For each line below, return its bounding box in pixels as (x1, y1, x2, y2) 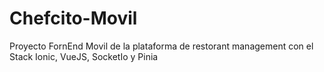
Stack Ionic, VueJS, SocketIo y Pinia (9, 50, 159, 62)
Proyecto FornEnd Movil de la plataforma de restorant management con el (9, 40, 314, 52)
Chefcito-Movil (9, 7, 138, 30)
